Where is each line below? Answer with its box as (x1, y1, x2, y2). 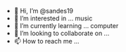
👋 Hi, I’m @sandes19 (13, 7, 74, 15)
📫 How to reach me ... (13, 37, 80, 45)
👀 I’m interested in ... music (13, 14, 93, 22)
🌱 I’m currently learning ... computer (13, 22, 119, 30)
